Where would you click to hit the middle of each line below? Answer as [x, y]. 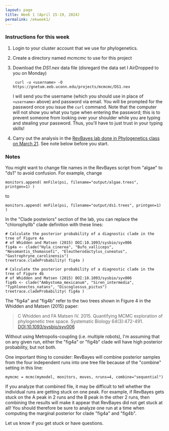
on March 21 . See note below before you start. [61, 143]
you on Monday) [30, 73]
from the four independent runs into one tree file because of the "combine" [83, 362]
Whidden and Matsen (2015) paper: [42, 306]
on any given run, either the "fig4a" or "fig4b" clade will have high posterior [84, 341]
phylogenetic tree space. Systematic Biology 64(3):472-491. [80, 321]
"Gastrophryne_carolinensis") [37, 256]
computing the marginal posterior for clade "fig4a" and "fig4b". [71, 413]
